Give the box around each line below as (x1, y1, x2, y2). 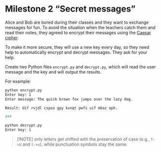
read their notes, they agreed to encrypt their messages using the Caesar (5, 30, 151, 35)
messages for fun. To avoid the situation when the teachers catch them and (5, 24, 156, 30)
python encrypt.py (5, 88, 42, 92)
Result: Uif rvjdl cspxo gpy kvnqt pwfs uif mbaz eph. (5, 106, 118, 110)
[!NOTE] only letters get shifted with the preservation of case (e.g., (16, 137, 150, 142)
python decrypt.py (5, 123, 42, 128)
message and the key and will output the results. (5, 69, 102, 75)
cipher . (5, 35, 19, 41)
